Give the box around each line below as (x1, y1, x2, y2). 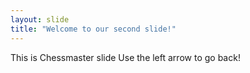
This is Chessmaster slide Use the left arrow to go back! (10, 51, 241, 63)
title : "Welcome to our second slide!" (10, 24, 177, 34)
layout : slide (10, 14, 70, 25)
